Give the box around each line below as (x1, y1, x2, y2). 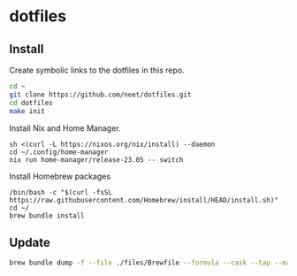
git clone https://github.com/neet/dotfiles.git (9, 90, 192, 99)
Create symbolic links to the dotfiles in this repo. (9, 65, 186, 75)
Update (9, 234, 51, 249)
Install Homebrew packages (9, 171, 111, 181)
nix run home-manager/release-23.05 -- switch (9, 155, 184, 165)
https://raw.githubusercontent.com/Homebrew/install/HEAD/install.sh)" (9, 195, 278, 204)
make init (9, 106, 46, 116)
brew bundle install (9, 211, 86, 220)
